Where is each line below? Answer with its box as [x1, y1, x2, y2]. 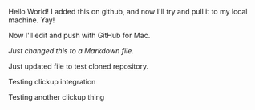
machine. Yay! [8, 15, 55, 25]
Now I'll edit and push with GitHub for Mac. [8, 31, 151, 40]
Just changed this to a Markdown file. [8, 46, 135, 55]
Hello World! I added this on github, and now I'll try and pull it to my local [8, 7, 248, 16]
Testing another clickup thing [8, 92, 105, 102]
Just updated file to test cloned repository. [8, 61, 149, 71]
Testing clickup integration [8, 77, 96, 86]
